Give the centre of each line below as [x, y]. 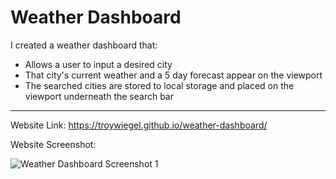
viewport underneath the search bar [99, 96]
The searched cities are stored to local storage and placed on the [159, 85]
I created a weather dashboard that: [84, 45]
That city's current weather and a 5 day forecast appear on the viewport [173, 75]
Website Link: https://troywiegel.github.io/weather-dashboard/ [139, 125]
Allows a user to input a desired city [98, 64]
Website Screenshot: [53, 144]
